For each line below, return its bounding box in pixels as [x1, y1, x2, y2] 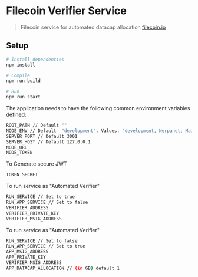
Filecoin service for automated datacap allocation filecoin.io [20, 24, 166, 31]
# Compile [6, 72, 31, 78]
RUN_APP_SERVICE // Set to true [6, 243, 85, 249]
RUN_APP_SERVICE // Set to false [6, 199, 88, 205]
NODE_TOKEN [6, 150, 33, 156]
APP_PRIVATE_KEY [6, 255, 46, 260]
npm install [6, 62, 35, 68]
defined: [6, 111, 27, 118]
